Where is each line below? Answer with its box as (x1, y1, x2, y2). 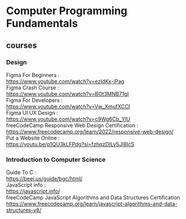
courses (6, 40, 37, 50)
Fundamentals (6, 17, 78, 30)
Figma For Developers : (6, 96, 63, 104)
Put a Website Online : (6, 134, 60, 141)
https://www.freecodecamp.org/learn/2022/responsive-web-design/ (6, 128, 174, 135)
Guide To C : (6, 169, 37, 176)
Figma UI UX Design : (6, 109, 58, 116)
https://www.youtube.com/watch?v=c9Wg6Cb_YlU (6, 115, 130, 123)
